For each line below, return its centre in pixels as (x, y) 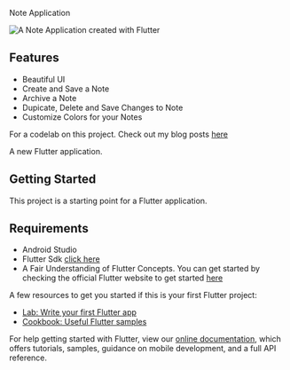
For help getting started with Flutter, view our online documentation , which (145, 339)
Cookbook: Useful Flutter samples (84, 322)
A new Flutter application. (56, 151)
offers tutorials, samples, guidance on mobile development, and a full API (143, 349)
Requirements (49, 228)
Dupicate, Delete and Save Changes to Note (102, 107)
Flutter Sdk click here (61, 259)
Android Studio (49, 250)
